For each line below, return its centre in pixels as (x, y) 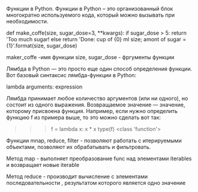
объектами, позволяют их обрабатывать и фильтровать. (79, 147)
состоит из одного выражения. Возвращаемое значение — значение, (96, 105)
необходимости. (27, 21)
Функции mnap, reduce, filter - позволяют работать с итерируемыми (94, 141)
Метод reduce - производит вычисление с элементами (77, 176)
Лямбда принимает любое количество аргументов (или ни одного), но (97, 98)
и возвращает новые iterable (43, 165)
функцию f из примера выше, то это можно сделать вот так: (83, 117)
